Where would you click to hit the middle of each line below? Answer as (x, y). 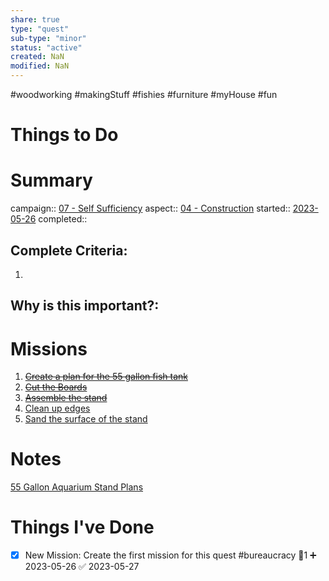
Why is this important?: (85, 306)
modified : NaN (40, 66)
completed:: (63, 219)
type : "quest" (40, 29)
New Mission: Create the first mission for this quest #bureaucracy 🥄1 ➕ (170, 555)
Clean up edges (57, 408)
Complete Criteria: (69, 250)
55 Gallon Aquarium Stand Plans (77, 487)
